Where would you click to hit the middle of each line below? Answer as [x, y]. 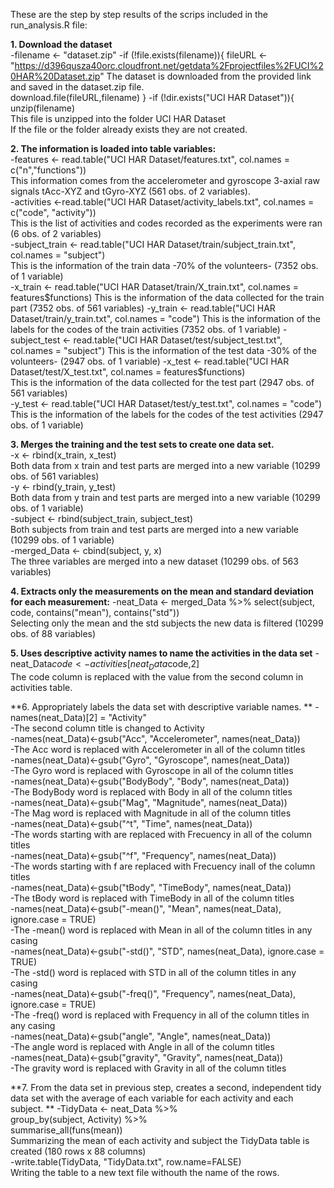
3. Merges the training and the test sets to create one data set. [142, 444]
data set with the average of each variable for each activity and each [152, 1098]
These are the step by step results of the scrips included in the [139, 14]
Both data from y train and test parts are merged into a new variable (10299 [165, 497]
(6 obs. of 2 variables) [56, 233]
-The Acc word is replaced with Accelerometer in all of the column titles [158, 749]
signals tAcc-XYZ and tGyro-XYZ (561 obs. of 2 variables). [130, 191]
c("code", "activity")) [53, 212]
